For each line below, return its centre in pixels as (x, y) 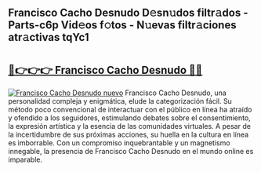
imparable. (25, 159)
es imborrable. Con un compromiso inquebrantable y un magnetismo (119, 143)
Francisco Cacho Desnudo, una (176, 93)
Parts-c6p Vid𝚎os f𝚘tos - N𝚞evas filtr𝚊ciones (122, 26)
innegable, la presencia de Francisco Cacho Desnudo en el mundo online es (131, 151)
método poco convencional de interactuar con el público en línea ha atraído (130, 110)
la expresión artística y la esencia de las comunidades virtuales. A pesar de (129, 126)
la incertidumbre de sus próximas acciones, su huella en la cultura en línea (129, 134)
